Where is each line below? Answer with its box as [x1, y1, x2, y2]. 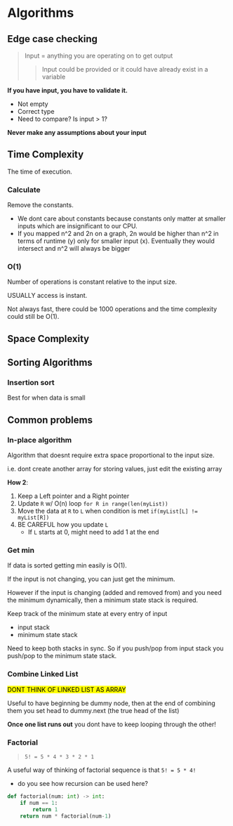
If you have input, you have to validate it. [7, 86, 128, 94]
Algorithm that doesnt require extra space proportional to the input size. [7, 451, 215, 459]
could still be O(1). [7, 313, 60, 321]
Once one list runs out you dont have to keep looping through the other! [7, 720, 216, 728]
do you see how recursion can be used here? [17, 780, 149, 788]
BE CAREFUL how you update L [17, 520, 109, 529]
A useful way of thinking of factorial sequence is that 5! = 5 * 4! [7, 766, 197, 774]
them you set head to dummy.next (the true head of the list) [7, 706, 180, 714]
